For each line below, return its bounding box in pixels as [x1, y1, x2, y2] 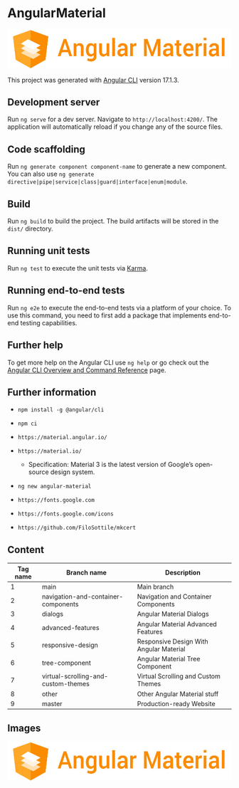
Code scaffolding [7, 143, 85, 155]
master [41, 699, 63, 708]
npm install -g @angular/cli [17, 406, 105, 414]
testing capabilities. [20, 318, 78, 327]
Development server [7, 96, 100, 108]
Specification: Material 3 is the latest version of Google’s [28, 461, 193, 469]
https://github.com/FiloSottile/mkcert [17, 525, 137, 532]
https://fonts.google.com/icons [17, 510, 114, 518]
